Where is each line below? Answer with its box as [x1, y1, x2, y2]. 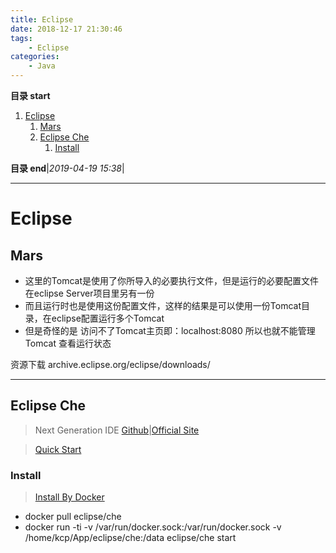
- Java [28, 61, 56, 71]
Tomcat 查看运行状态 [24, 337, 112, 349]
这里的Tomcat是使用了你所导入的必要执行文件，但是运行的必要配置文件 [24, 275, 319, 286]
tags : [10, 33, 33, 43]
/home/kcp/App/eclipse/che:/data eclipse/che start [24, 532, 237, 544]
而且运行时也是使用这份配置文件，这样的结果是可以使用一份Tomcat [24, 300, 302, 311]
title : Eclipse [10, 14, 74, 25]
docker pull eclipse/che [24, 511, 122, 523]
